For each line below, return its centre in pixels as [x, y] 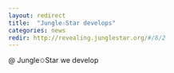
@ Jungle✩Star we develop [53, 60]
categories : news [37, 30]
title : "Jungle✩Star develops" [62, 23]
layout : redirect [37, 15]
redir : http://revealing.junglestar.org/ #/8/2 [87, 38]
